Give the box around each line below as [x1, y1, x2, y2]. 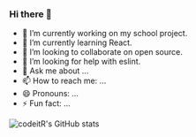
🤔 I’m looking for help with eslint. [21, 57, 141, 67]
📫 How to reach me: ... [21, 75, 107, 87]
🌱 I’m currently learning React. [21, 37, 132, 48]
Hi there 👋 [9, 8, 53, 20]
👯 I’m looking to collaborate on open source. [21, 47, 183, 57]
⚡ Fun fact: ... [21, 98, 71, 109]
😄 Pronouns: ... [21, 88, 79, 99]
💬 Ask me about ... [21, 65, 89, 76]
